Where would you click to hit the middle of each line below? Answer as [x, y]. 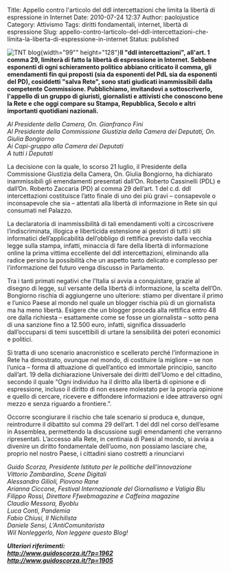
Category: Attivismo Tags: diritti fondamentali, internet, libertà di [98, 24]
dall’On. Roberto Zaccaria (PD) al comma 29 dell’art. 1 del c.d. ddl [99, 189]
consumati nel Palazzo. [40, 210]
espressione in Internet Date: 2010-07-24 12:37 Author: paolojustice [103, 17]
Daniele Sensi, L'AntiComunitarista [56, 525]
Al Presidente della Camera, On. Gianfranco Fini [75, 124]
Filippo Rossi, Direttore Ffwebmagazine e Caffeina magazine [93, 496]
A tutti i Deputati [30, 153]
